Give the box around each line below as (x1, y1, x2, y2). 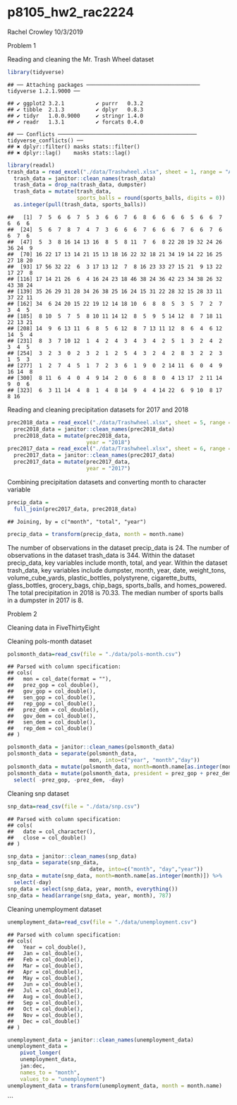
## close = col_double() (7, 834, 87, 841)
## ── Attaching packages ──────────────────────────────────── (7, 81, 200, 88)
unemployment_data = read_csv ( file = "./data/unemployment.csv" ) (7, 919, 197, 926)
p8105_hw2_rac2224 (7, 4, 134, 20)
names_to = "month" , (20, 1069, 80, 1076)
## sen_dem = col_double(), (7, 719, 97, 726)
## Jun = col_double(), (7, 981, 83, 988)
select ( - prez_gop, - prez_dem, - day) (13, 776, 125, 784)
